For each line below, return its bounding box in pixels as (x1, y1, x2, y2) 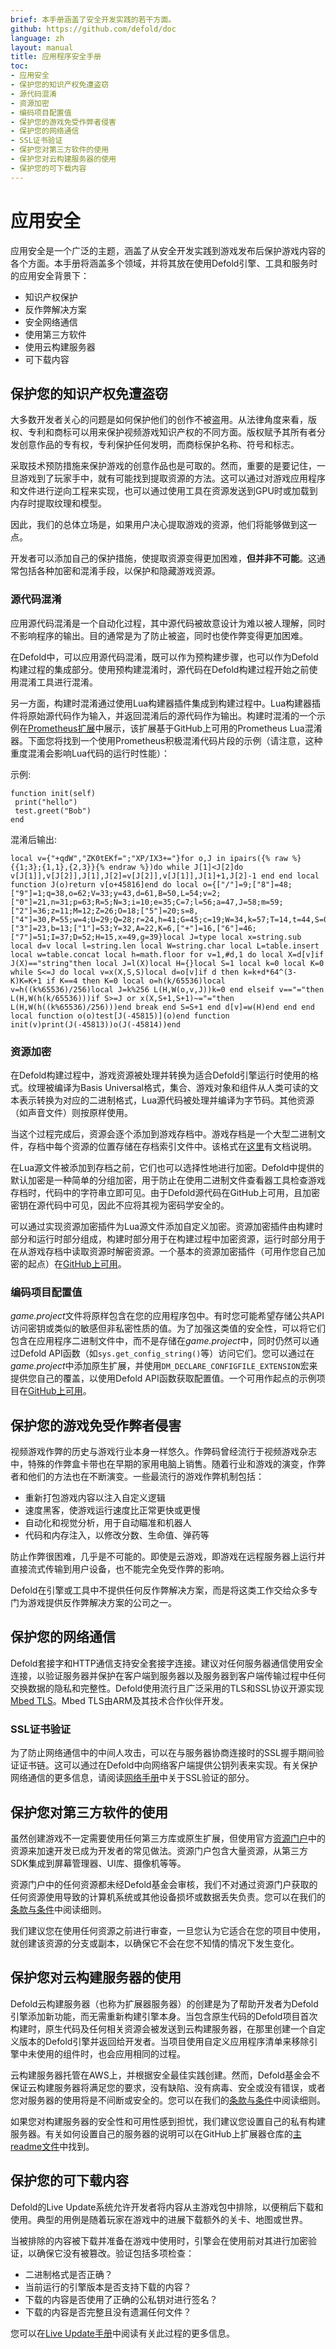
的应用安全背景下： (10, 269, 90, 281)
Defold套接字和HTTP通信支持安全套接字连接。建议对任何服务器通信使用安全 (10, 1657, 324, 1669)
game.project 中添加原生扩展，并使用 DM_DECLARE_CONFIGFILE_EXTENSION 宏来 (10, 1360, 318, 1372)
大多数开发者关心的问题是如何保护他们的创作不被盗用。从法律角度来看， (10, 414, 308, 426)
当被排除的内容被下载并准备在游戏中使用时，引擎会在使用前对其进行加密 (10, 2234, 308, 2246)
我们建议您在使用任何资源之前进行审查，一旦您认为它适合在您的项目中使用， (10, 1925, 326, 1936)
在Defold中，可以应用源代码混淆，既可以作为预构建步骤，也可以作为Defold (10, 651, 319, 663)
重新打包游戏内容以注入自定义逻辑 (24, 1492, 166, 1504)
